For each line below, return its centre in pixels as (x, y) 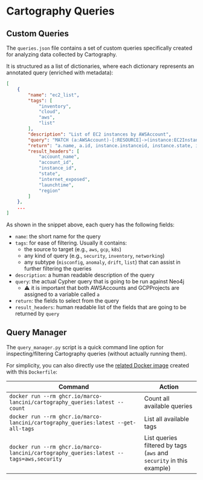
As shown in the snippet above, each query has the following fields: (91, 225)
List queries (161, 438)
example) (157, 468)
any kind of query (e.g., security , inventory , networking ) (94, 256)
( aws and (156, 453)
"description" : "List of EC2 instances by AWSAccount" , (100, 134)
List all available (166, 419)
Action (169, 387)
